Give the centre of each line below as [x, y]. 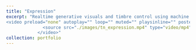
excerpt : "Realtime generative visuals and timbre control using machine [98, 17]
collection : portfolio [34, 38]
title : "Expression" [31, 11]
